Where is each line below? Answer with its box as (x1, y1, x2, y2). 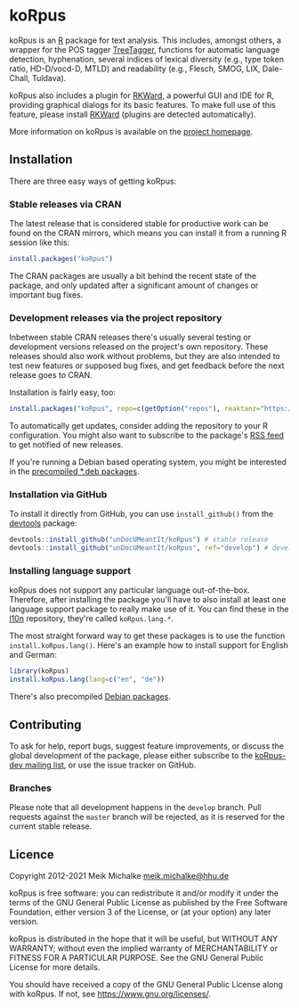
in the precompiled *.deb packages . (9, 466, 140, 477)
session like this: (9, 237, 70, 248)
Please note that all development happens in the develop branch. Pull (9, 802, 262, 813)
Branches (9, 782, 52, 794)
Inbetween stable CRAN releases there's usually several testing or (9, 332, 252, 343)
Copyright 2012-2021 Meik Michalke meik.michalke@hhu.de (9, 871, 230, 881)
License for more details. (9, 962, 101, 972)
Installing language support (9, 565, 132, 578)
